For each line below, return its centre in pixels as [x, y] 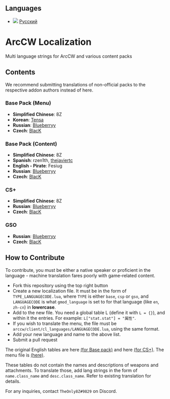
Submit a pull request [35, 340]
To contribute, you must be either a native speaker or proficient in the [78, 270]
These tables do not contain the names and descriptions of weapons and [82, 365]
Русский [28, 21]
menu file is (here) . [25, 355]
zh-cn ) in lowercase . [34, 307]
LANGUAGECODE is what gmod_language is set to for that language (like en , [86, 301]
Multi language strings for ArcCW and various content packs [69, 56]
